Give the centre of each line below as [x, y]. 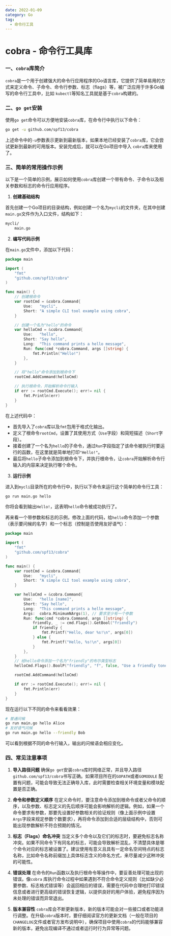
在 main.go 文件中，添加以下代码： [40, 249]
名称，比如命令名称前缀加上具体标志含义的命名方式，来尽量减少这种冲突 [88, 855]
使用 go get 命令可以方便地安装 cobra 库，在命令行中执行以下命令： [74, 120]
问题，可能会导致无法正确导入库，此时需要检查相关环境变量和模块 [91, 783]
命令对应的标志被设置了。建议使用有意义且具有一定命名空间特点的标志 [91, 849]
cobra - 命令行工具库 [49, 51]
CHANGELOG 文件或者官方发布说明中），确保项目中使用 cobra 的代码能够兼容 [88, 922]
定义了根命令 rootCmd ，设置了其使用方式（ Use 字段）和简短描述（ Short [85, 433]
